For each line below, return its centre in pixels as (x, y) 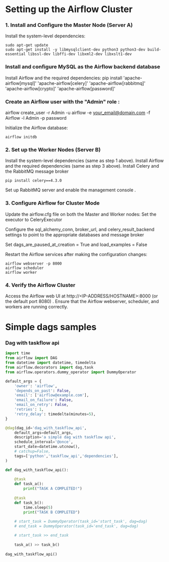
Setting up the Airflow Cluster (69, 9)
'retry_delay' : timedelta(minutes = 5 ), (55, 414)
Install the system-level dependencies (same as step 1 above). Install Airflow (84, 161)
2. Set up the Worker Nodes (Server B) (53, 150)
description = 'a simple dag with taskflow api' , (65, 437)
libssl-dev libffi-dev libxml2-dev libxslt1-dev (80, 54)
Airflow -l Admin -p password (36, 118)
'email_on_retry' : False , (42, 405)
